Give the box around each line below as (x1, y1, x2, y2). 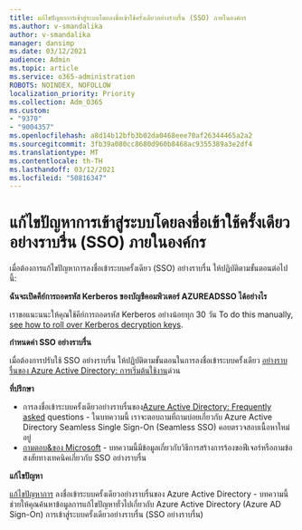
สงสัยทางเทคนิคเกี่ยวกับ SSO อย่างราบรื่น (22, 452, 146, 463)
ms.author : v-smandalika (9, 22, 103, 31)
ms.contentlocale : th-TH (9, 156, 103, 166)
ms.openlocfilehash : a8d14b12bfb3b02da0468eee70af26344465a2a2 (9, 131, 253, 140)
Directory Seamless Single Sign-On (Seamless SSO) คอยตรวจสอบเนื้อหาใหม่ (22, 422, 290, 433)
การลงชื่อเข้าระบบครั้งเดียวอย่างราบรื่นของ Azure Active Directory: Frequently (22, 401, 272, 412)
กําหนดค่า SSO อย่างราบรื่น (9, 337, 92, 348)
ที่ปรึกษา (9, 383, 34, 394)
